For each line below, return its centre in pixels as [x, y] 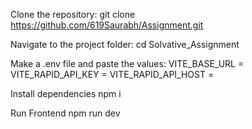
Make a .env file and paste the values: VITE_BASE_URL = [127, 63]
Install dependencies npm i [66, 93]
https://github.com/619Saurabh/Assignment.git [107, 25]
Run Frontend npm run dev [65, 113]
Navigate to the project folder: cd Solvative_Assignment [125, 44]
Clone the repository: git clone [73, 14]
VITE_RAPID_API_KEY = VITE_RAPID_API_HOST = [112, 74]
